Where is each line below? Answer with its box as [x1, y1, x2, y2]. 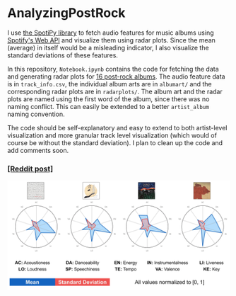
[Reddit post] [7, 164, 54, 173]
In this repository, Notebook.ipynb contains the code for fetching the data [7, 64, 219, 73]
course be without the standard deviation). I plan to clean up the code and [7, 138, 223, 147]
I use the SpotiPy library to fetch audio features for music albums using [7, 28, 214, 37]
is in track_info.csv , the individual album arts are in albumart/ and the [7, 79, 212, 88]
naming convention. [7, 110, 65, 118]
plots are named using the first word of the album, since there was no [7, 94, 210, 103]
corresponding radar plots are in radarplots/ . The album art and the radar [7, 87, 223, 96]
